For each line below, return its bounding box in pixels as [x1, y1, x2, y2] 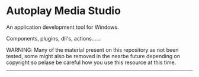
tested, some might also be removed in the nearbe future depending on [6, 52, 181, 59]
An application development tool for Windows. [6, 24, 120, 31]
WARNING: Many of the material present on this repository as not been [6, 46, 179, 53]
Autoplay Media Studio [6, 4, 121, 18]
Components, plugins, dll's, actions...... [6, 35, 101, 42]
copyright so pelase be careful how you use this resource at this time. [6, 59, 176, 66]
